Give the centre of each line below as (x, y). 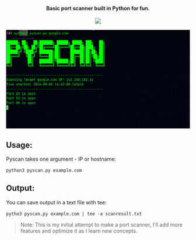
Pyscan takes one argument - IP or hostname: (61, 159)
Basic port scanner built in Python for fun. (98, 8)
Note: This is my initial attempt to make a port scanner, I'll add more (101, 224)
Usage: (20, 145)
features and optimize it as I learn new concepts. (79, 231)
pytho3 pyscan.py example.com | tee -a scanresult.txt (74, 214)
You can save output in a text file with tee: (56, 202)
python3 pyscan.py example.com (44, 171)
